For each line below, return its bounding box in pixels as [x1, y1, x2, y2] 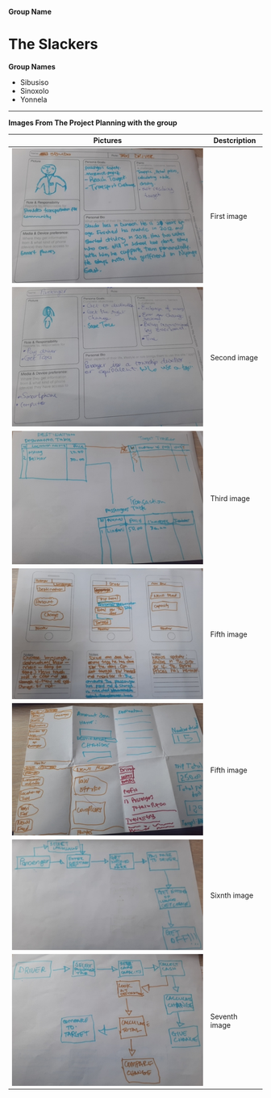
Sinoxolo [19, 86, 50, 95]
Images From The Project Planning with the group [8, 117, 177, 128]
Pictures [93, 136, 123, 145]
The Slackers [8, 36, 98, 53]
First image [210, 212, 248, 221]
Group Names [8, 61, 56, 71]
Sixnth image [210, 890, 254, 900]
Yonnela [19, 95, 48, 104]
